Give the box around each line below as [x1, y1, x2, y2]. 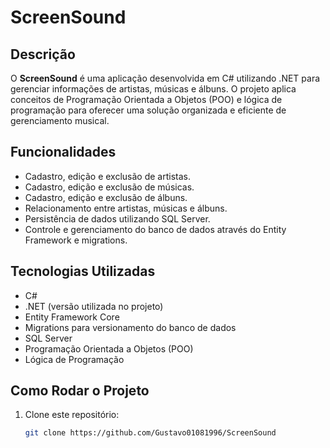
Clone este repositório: [24, 409, 120, 421]
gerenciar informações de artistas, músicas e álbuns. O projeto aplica [10, 83, 297, 95]
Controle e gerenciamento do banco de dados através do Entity [24, 223, 287, 235]
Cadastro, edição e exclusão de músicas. [24, 181, 195, 193]
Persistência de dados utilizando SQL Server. [24, 212, 211, 225]
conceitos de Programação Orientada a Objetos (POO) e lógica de [10, 94, 283, 105]
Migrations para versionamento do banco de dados [24, 321, 237, 333]
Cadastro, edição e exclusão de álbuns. [24, 191, 188, 203]
